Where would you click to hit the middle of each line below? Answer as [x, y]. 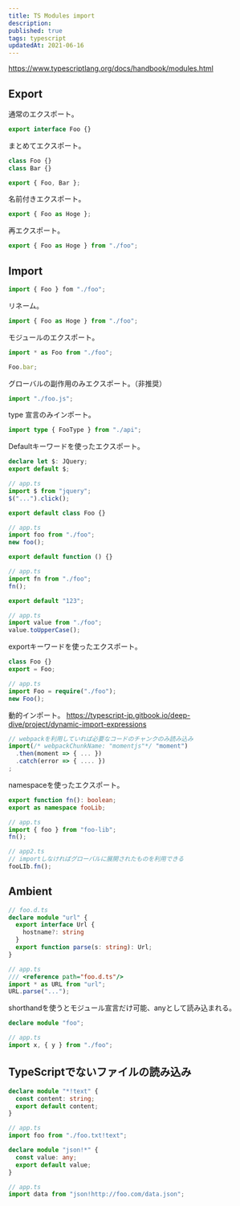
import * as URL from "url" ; [57, 984]
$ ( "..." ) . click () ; [39, 499]
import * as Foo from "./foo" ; [61, 352]
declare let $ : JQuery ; [48, 462]
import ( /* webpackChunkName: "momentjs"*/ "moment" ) [98, 746]
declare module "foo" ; [46, 1023]
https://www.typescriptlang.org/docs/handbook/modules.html [111, 68]
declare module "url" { [48, 917]
